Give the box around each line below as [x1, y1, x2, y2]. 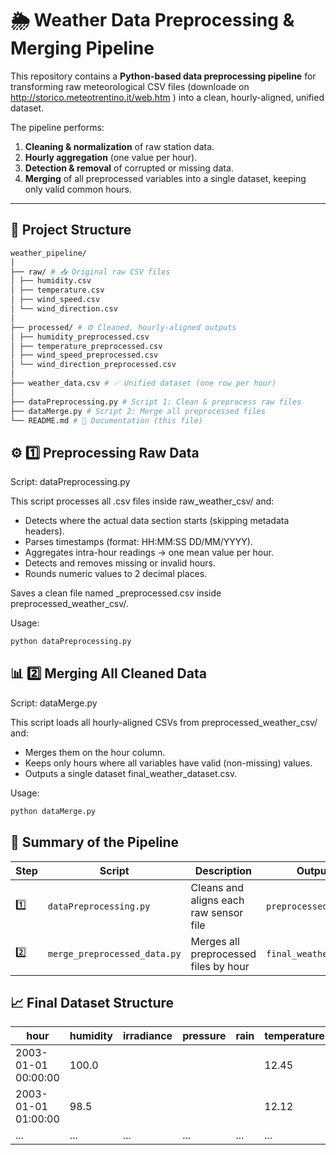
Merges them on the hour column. [24, 746, 166, 758]
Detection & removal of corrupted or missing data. [24, 162, 234, 174]
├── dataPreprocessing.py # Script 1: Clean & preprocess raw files [10, 397, 302, 407]
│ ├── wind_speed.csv [10, 295, 101, 305]
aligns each [190, 893, 245, 907]
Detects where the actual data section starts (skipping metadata [24, 515, 290, 527]
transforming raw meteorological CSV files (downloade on [10, 80, 250, 92]
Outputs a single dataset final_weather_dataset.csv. [24, 767, 238, 779]
